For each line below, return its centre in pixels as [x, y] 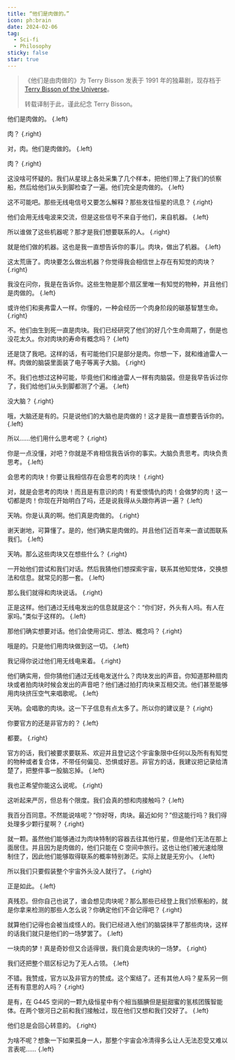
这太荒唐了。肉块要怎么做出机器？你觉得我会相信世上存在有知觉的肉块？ [111, 261]
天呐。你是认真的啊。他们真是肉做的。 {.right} [73, 515]
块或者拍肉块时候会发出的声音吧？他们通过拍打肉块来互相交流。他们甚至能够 [117, 684]
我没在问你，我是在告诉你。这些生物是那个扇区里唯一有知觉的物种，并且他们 [117, 284]
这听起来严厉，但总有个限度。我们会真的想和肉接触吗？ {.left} [96, 800]
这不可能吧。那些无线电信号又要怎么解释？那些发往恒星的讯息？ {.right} [110, 202]
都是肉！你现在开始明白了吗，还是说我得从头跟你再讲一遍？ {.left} [108, 500]
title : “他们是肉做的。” [38, 14]
